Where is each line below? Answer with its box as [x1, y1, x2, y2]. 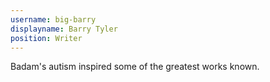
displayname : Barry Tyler [10, 24, 118, 34]
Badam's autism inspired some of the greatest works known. [10, 61, 260, 73]
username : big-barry [10, 14, 97, 25]
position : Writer [10, 33, 83, 43]
